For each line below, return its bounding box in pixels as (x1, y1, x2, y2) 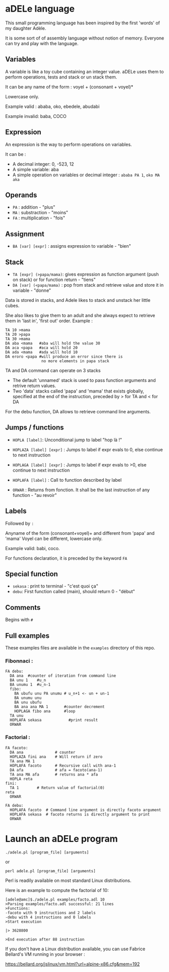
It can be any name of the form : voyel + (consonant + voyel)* (5, 84, 134, 90)
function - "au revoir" (12, 492, 57, 498)
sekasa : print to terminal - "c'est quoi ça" (12, 583, 98, 589)
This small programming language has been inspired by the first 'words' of (5, 20, 160, 26)
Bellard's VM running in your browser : (5, 951, 85, 957)
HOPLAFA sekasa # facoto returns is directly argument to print (10, 811, 150, 817)
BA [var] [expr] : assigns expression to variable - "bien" (12, 243, 131, 249)
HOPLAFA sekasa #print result (10, 718, 98, 723)
